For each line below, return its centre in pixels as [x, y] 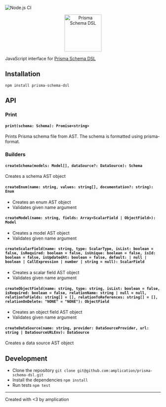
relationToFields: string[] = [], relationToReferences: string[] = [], [82, 297]
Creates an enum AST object [41, 202]
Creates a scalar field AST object [46, 273]
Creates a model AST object [41, 233]
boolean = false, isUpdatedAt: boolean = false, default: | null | [76, 258]
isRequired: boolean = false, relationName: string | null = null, [76, 293]
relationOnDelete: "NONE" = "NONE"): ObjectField [57, 301]
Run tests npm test [31, 385]
